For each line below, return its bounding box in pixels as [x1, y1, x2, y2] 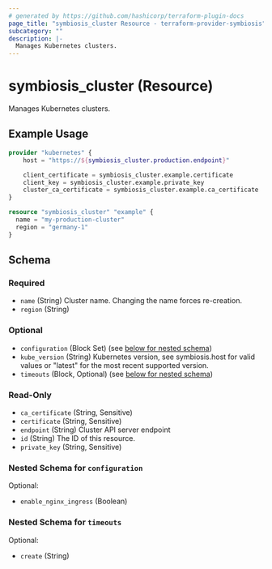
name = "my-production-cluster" [15, 216, 125, 224]
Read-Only [8, 389, 53, 400]
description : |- [8, 34, 63, 43]
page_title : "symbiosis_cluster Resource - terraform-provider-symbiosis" [8, 19, 266, 28]
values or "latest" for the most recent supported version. [19, 360, 209, 370]
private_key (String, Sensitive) [19, 442, 122, 451]
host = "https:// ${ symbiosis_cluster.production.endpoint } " [23, 156, 230, 165]
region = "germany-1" [15, 223, 89, 231]
